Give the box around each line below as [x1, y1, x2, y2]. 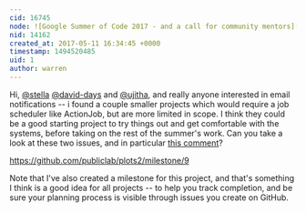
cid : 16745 [9, 13, 51, 23]
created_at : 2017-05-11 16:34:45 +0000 [9, 38, 161, 48]
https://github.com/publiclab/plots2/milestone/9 [9, 155, 189, 166]
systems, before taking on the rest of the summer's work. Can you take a [9, 127, 283, 138]
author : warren [9, 65, 67, 74]
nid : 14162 [9, 30, 51, 39]
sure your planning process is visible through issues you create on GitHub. [9, 192, 290, 203]
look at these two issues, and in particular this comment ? [9, 137, 223, 148]
